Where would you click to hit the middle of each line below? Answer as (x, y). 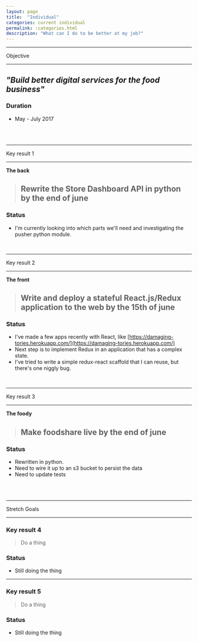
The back (18, 170)
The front (18, 279)
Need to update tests (40, 474)
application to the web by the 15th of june (98, 307)
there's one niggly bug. (43, 368)
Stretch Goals (23, 509)
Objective (18, 56)
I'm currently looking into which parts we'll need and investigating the (99, 228)
